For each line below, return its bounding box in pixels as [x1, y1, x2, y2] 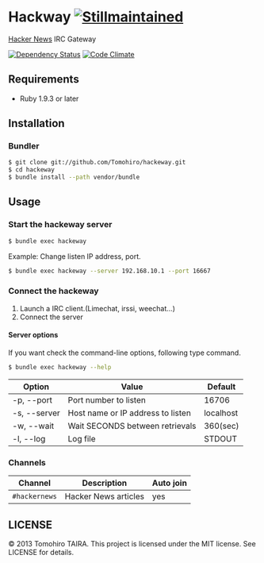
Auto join [151, 477, 188, 488]
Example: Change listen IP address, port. [8, 251, 141, 261]
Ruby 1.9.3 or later [19, 94, 79, 103]
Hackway [8, 8, 71, 26]
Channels [8, 457, 46, 468]
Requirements [8, 72, 79, 87]
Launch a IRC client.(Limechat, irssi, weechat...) [19, 303, 176, 313]
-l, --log [12, 433, 46, 444]
